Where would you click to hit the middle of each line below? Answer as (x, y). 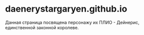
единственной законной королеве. (42, 27)
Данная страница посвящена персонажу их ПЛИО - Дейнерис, (72, 22)
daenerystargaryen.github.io (66, 9)
